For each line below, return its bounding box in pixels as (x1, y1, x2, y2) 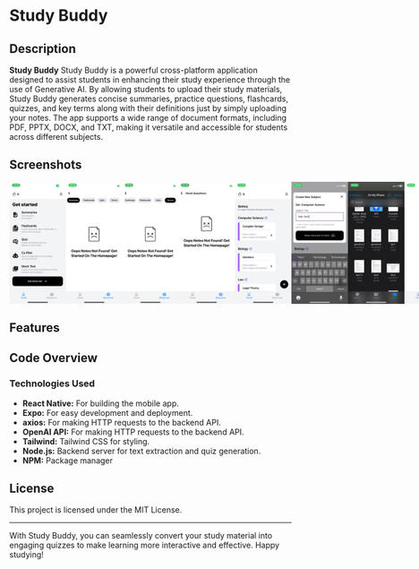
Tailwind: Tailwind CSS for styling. (21, 435, 150, 446)
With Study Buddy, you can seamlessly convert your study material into (9, 530, 273, 541)
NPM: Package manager (21, 454, 114, 466)
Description (9, 41, 76, 56)
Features (9, 320, 60, 335)
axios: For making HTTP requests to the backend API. (21, 417, 221, 427)
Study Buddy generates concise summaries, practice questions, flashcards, (9, 93, 289, 104)
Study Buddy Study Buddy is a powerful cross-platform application (9, 65, 258, 75)
